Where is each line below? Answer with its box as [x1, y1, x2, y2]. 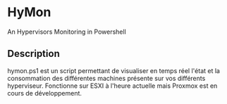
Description [7, 48, 60, 60]
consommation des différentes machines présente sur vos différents [7, 74, 206, 82]
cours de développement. [7, 89, 82, 97]
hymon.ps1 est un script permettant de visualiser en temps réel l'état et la [7, 66, 221, 74]
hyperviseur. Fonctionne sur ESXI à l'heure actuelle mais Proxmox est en [7, 82, 218, 90]
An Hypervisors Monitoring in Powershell [7, 27, 127, 36]
